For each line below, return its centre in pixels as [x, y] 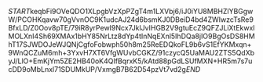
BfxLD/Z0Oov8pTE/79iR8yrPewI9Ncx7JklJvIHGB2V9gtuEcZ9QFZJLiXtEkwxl [131, 28]
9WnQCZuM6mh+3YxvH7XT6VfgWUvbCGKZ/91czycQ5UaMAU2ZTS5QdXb [131, 53]
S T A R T [19, 11]
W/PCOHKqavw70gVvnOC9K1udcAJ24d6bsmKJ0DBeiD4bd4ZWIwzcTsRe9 [131, 20]
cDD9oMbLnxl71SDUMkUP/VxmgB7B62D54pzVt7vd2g [97, 69]
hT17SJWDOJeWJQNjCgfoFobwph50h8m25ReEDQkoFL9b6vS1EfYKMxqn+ [130, 45]
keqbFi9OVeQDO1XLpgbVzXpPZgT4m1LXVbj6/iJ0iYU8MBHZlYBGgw [142, 11]
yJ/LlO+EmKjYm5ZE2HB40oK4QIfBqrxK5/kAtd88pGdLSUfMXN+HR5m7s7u [130, 61]
